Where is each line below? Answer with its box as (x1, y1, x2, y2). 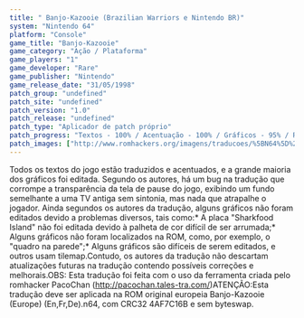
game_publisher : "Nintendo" (9, 72, 116, 81)
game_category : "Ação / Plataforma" (9, 47, 147, 56)
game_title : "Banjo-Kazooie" (9, 38, 119, 48)
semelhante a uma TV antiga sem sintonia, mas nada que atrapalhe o (9, 192, 267, 203)
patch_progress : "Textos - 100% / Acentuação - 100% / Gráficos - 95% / (9, 131, 290, 140)
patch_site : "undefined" (9, 97, 103, 107)
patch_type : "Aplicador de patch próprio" (9, 123, 172, 132)
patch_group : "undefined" (9, 89, 107, 98)
